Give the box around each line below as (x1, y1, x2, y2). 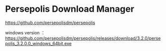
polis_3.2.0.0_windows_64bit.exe (5, 40, 72, 46)
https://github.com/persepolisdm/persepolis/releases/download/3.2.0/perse (5, 35, 161, 41)
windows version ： (5, 29, 46, 35)
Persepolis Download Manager (5, 3, 135, 15)
